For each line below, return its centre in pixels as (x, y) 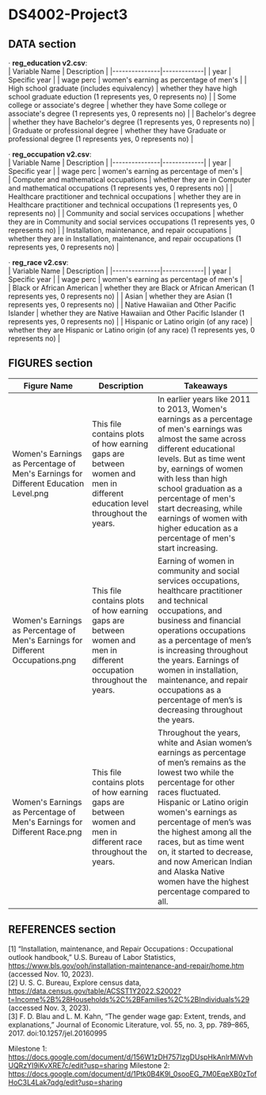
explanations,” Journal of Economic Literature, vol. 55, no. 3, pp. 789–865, (129, 1024)
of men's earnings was (200, 429)
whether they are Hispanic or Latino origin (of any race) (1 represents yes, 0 (131, 330)
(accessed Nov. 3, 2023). (49, 1008)
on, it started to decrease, (205, 851)
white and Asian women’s (205, 742)
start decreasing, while (200, 508)
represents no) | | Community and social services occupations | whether (126, 213)
